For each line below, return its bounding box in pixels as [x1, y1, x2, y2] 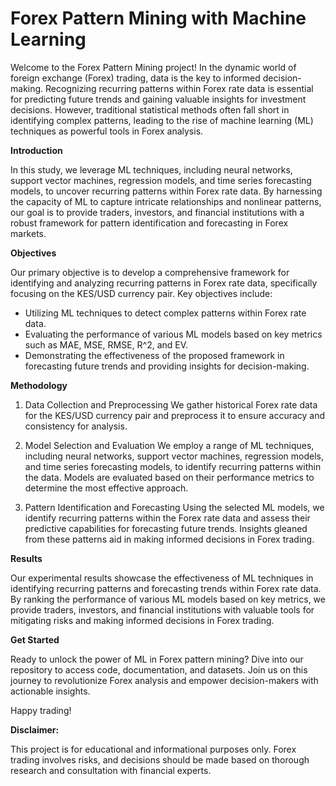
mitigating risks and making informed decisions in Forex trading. [10, 614, 275, 626]
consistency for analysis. [24, 420, 128, 432]
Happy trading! [10, 704, 72, 716]
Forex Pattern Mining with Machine [10, 7, 307, 30]
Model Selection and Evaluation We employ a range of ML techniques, [24, 439, 315, 451]
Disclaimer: [10, 723, 60, 736]
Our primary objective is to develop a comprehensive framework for [10, 266, 290, 278]
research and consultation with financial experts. [10, 764, 212, 776]
